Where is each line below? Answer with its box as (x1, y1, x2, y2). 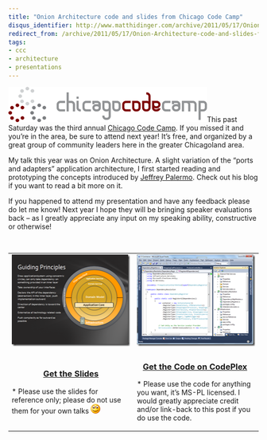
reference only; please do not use (11, 395, 122, 404)
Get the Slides (43, 368, 99, 379)
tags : (8, 38, 26, 46)
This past (207, 114, 238, 124)
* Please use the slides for (11, 387, 99, 396)
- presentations (8, 64, 62, 72)
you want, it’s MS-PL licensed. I (137, 387, 241, 398)
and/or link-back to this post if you (137, 405, 251, 414)
